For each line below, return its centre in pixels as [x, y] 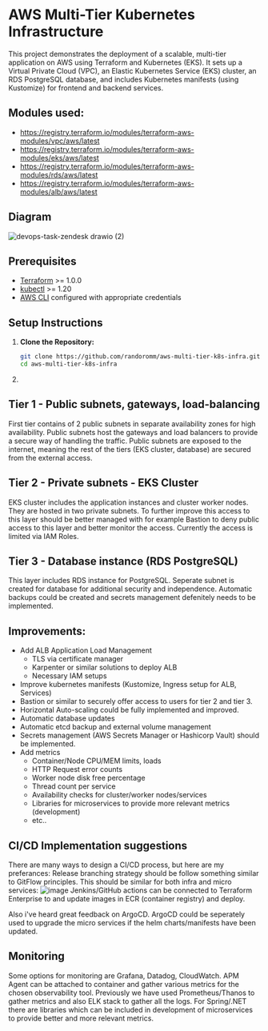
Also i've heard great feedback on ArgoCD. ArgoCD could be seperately [127, 914]
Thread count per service [74, 786]
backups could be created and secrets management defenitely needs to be [132, 597]
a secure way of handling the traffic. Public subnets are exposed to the [125, 441]
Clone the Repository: [57, 342]
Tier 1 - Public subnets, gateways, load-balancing [134, 404]
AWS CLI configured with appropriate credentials [100, 298]
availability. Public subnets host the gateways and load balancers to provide [133, 432]
